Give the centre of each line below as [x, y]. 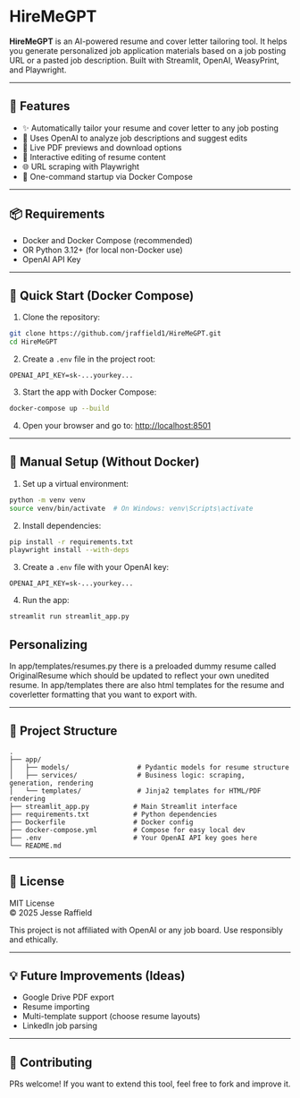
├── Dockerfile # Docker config [101, 822]
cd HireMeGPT [33, 342]
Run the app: [46, 600]
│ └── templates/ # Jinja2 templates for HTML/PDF [135, 791]
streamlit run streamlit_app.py [69, 617]
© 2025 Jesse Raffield [51, 912]
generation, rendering [51, 783]
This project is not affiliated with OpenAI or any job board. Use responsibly [146, 930]
